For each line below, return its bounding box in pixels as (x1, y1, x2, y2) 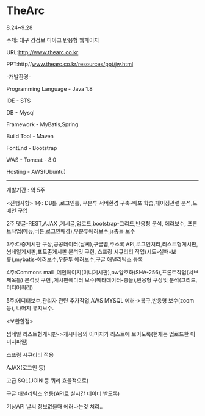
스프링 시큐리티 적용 (6, 351, 54, 358)
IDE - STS (6, 97, 31, 104)
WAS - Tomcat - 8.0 (6, 156, 57, 163)
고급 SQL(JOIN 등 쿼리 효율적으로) (6, 376, 89, 384)
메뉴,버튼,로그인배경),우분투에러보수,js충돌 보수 (23, 227, 135, 235)
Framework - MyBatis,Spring (6, 120, 79, 128)
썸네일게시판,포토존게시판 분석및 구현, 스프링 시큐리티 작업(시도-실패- (6, 248, 172, 255)
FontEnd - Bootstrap (6, 144, 57, 151)
